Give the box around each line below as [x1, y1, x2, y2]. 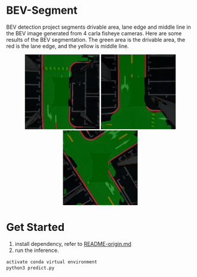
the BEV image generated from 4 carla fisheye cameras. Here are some [6, 29, 182, 36]
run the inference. [14, 246, 59, 254]
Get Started [6, 221, 64, 234]
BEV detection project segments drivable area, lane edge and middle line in [6, 23, 191, 31]
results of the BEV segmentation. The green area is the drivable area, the [6, 36, 186, 43]
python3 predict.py [6, 264, 55, 271]
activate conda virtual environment [6, 258, 97, 265]
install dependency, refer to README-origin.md [14, 240, 131, 247]
